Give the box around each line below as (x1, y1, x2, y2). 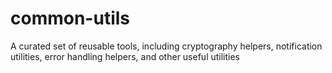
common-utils (10, 7, 130, 30)
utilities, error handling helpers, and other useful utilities (10, 50, 241, 62)
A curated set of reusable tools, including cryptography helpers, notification (10, 40, 323, 52)
